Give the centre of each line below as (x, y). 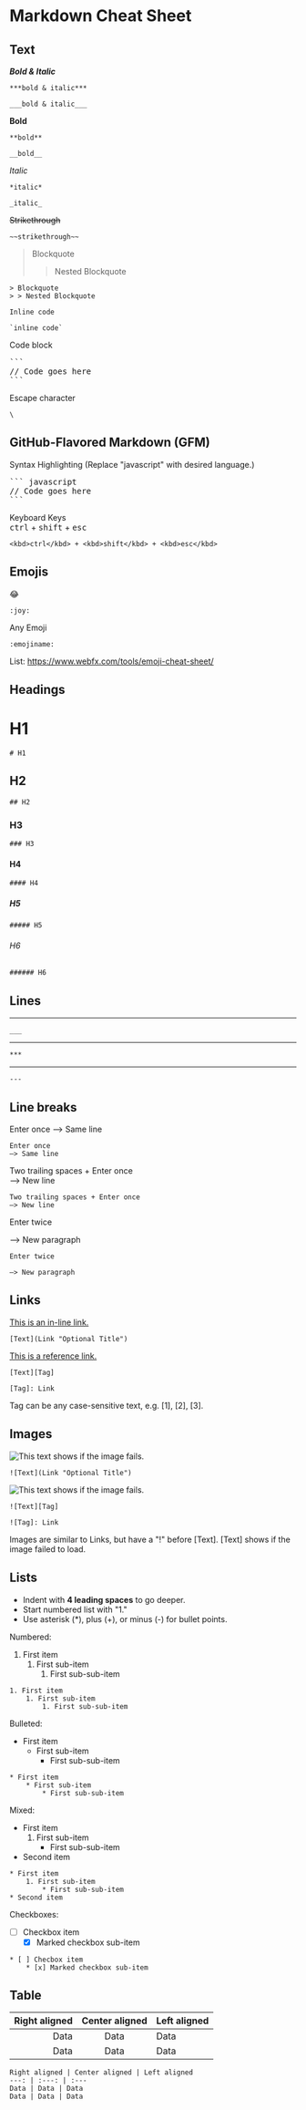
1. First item (36, 1691)
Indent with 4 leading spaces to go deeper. (104, 1599)
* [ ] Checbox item (46, 1960)
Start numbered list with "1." (75, 1609)
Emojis (29, 572)
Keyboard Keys (38, 517)
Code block (31, 345)
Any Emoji (28, 627)
